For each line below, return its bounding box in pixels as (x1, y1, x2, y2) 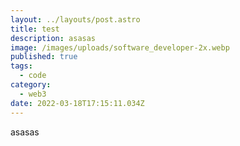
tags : (10, 61, 33, 71)
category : (10, 80, 52, 90)
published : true (10, 52, 78, 62)
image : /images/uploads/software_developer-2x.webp (10, 42, 230, 53)
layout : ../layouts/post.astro (10, 14, 141, 25)
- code (19, 71, 47, 81)
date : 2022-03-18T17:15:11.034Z (10, 98, 145, 108)
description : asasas (10, 33, 97, 43)
